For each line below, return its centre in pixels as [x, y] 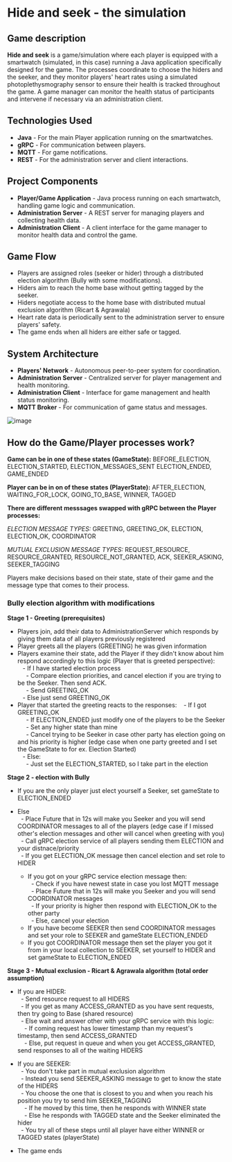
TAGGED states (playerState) [58, 1138]
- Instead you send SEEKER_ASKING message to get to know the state [121, 1079]
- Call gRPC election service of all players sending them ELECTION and [122, 841]
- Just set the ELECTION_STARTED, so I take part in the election [117, 764]
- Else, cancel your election [70, 921]
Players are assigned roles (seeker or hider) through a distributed [110, 273]
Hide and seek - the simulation [97, 13]
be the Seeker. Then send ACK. [62, 683]
